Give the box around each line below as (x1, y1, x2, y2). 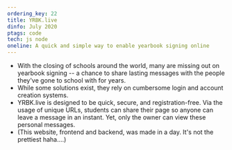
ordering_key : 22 (7, 10, 58, 17)
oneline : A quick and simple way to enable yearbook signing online (7, 42, 210, 49)
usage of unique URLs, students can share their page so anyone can (17, 106, 214, 114)
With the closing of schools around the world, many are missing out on (17, 62, 220, 69)
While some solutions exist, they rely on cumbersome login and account (17, 84, 224, 92)
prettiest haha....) (17, 135, 67, 143)
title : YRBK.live (7, 17, 58, 24)
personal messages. (17, 121, 76, 128)
